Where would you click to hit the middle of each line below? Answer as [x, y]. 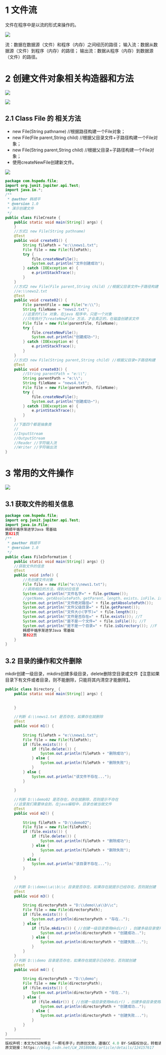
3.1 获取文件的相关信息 [40, 504]
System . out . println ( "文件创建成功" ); [68, 264]
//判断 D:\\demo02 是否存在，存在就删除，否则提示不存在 [66, 800]
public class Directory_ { [33, 689]
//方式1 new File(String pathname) [50, 231]
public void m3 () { [34, 896]
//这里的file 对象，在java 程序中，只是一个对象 [67, 314]
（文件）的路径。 [22, 57]
